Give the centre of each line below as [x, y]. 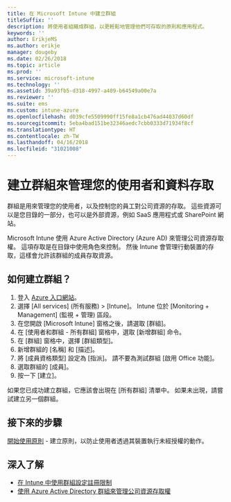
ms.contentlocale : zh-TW [43, 136]
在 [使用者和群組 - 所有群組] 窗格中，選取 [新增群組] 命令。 [101, 332]
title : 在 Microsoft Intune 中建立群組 [62, 14]
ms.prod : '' [24, 71]
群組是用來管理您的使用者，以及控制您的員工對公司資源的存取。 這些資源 [111, 206]
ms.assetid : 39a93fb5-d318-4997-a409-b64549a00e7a [82, 91]
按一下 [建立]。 [38, 375]
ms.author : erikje [34, 46]
